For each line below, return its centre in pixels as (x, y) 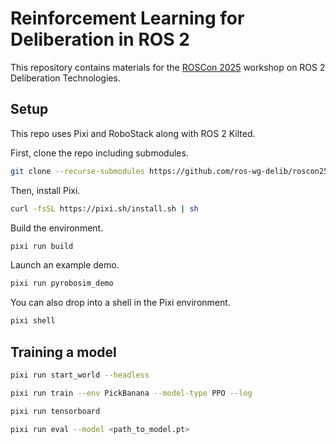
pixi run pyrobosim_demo (62, 283)
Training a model (63, 352)
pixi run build (42, 246)
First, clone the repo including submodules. (99, 153)
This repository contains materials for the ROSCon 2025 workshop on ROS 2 (168, 67)
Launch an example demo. (65, 265)
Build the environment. (57, 228)
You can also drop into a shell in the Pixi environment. (120, 303)
